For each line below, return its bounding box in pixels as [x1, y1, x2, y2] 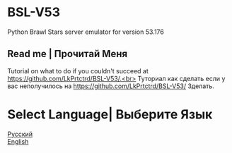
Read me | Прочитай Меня [7, 48, 128, 60]
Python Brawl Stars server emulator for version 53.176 [7, 27, 164, 36]
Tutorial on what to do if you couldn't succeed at [7, 66, 149, 75]
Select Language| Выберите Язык [7, 106, 213, 122]
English [7, 137, 29, 145]
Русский [7, 130, 33, 138]
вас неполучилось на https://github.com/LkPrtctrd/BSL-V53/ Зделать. [7, 82, 214, 90]
